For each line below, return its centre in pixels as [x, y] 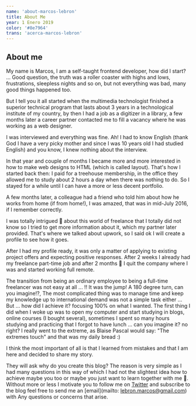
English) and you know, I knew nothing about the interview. [77, 149]
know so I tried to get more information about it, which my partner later [91, 227]
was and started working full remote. [50, 269]
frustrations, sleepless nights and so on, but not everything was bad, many [96, 83]
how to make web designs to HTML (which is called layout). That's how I [93, 167]
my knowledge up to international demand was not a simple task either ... [94, 300]
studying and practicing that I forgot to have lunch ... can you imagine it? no [97, 324]
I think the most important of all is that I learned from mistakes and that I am [97, 348]
